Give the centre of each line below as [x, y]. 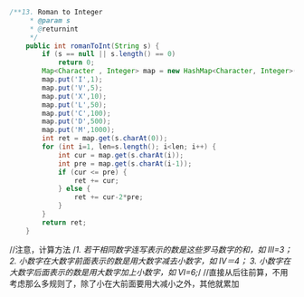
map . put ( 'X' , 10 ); [74, 96]
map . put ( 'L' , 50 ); [74, 105]
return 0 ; [76, 62]
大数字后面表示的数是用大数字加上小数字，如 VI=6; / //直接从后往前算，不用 [149, 272]
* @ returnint [54, 29]
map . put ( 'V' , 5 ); [72, 88]
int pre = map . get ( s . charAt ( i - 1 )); [125, 163]
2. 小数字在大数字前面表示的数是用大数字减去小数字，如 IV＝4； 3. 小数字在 [150, 261]
